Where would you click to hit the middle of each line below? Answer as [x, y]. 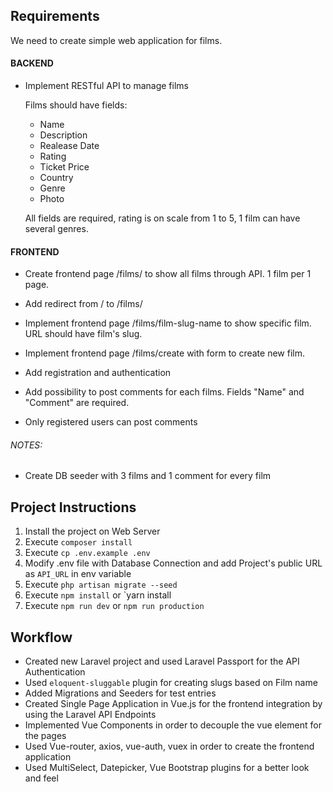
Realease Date [69, 146]
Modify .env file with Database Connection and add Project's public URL [173, 563]
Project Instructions [73, 507]
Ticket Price [64, 167]
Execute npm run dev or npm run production [114, 606]
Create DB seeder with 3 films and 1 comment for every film [148, 476]
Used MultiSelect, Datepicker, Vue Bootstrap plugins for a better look [167, 768]
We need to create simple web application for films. [116, 40]
